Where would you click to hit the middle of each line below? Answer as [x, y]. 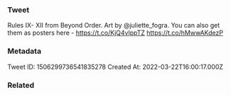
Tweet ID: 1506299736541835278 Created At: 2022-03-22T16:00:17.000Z [116, 67]
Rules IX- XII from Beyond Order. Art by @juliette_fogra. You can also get [114, 26]
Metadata [24, 51]
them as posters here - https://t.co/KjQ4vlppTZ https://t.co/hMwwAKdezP [116, 33]
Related [21, 85]
